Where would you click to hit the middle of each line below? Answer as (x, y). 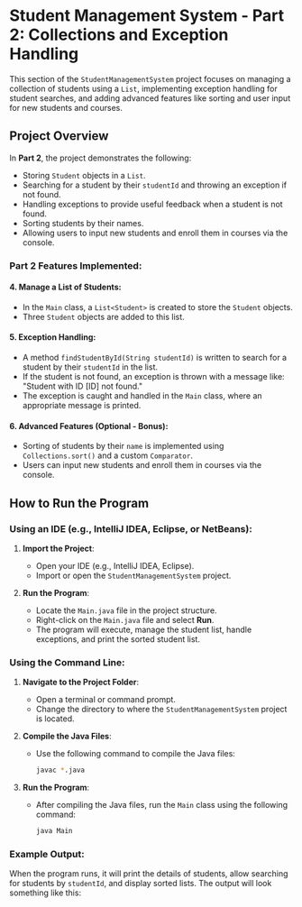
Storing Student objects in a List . (84, 175)
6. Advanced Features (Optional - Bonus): (89, 426)
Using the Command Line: (67, 662)
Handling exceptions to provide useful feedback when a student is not (152, 204)
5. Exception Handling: (53, 337)
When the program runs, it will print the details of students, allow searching (149, 874)
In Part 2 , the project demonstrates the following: (101, 158)
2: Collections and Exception (119, 35)
